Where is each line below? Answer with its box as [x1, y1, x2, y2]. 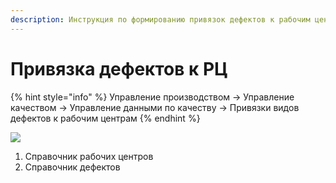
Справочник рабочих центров [24, 150, 154, 162]
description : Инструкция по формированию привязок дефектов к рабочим [10, 14, 311, 25]
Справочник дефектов [24, 161, 121, 173]
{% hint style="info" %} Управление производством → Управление [10, 91, 295, 103]
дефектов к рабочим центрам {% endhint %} [10, 112, 201, 124]
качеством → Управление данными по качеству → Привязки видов [10, 101, 300, 113]
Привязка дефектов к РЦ [10, 57, 228, 80]
